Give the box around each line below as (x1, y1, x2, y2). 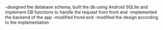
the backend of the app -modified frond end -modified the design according (5, 15, 159, 20)
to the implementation (5, 19, 49, 25)
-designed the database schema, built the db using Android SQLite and (5, 4, 148, 10)
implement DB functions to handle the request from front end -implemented (5, 9, 157, 15)
